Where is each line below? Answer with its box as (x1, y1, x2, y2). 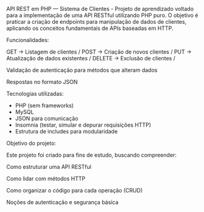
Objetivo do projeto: (6, 140, 57, 147)
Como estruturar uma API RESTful (6, 163, 91, 170)
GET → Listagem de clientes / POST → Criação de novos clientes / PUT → (6, 48, 192, 55)
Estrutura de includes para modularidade (15, 128, 118, 135)
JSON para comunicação (15, 115, 79, 122)
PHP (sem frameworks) (15, 102, 74, 109)
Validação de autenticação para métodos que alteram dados (6, 66, 158, 74)
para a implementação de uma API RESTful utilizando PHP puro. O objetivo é (6, 12, 199, 19)
